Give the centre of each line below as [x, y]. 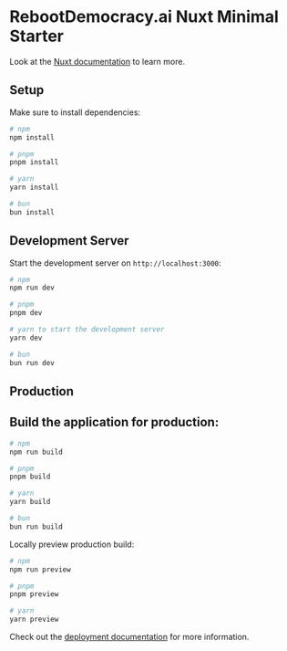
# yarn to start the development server [87, 330]
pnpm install [34, 163]
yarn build [30, 502]
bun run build [36, 527]
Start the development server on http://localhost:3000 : [115, 263]
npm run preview [40, 569]
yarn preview [34, 619]
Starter [36, 36]
